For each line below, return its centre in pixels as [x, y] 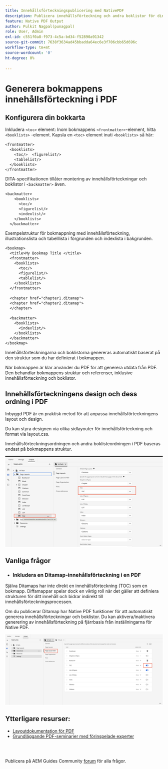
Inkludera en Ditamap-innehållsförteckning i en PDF [76, 575]
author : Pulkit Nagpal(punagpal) [40, 26]
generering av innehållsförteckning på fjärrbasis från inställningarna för [79, 622]
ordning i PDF [26, 401]
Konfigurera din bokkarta [45, 117]
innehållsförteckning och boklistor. [41, 378]
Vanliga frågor [28, 560]
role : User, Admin [24, 32]
